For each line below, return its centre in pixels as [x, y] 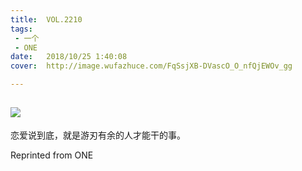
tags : [21, 29]
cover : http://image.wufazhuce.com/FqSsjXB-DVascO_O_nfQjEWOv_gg [151, 66]
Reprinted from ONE [52, 155]
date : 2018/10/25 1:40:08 [69, 57]
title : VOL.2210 [46, 19]
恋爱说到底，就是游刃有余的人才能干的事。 [98, 135]
